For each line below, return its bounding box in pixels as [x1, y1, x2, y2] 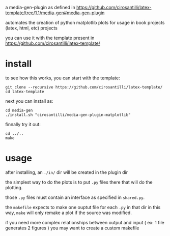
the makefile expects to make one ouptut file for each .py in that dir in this [5, 204, 161, 210]
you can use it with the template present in [5, 35, 95, 41]
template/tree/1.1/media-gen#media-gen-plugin [5, 10, 105, 16]
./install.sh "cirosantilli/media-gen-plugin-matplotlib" [5, 112, 131, 117]
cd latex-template [5, 89, 44, 94]
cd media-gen [5, 108, 33, 113]
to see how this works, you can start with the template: [5, 75, 121, 81]
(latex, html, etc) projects [5, 25, 58, 31]
